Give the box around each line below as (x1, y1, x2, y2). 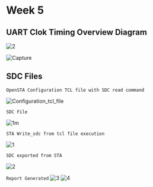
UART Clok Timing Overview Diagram (6, 27, 147, 37)
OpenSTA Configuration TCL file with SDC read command (6, 87, 145, 93)
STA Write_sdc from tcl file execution (6, 131, 105, 137)
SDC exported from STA (6, 152, 62, 159)
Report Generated (6, 175, 49, 181)
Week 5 (6, 4, 44, 17)
